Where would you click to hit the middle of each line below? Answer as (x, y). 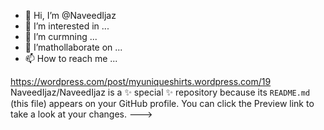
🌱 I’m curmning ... (61, 36)
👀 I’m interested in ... (67, 26)
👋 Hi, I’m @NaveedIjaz (70, 15)
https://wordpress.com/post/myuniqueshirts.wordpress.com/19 (141, 81)
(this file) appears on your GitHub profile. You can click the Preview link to (162, 103)
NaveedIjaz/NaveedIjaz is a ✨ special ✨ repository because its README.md (160, 92)
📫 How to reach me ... (71, 58)
